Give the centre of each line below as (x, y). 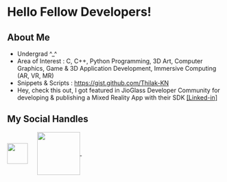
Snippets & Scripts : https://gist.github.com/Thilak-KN (93, 83)
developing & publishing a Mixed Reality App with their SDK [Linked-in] (117, 98)
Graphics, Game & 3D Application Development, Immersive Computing (117, 68)
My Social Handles (48, 119)
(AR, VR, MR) (35, 76)
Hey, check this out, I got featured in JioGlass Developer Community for (119, 90)
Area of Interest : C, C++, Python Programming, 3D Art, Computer (110, 61)
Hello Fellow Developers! (80, 12)
